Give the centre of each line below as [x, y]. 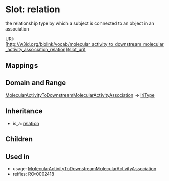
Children [19, 139]
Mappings [22, 65]
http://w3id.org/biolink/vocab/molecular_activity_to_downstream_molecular [85, 44]
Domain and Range [36, 83]
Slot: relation [33, 9]
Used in [18, 156]
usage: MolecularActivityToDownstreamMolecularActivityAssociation [84, 169]
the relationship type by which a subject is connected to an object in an [80, 23]
